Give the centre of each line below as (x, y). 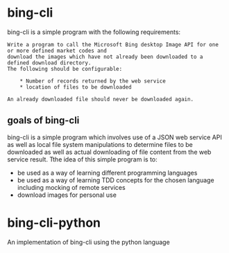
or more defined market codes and (57, 51)
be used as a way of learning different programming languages (107, 173)
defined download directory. (49, 63)
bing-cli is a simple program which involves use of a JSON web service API (114, 137)
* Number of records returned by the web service (93, 81)
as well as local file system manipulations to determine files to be (100, 144)
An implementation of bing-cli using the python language (88, 242)
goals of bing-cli (43, 120)
